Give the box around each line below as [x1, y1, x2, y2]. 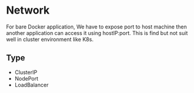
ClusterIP [14, 69, 37, 76]
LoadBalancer [14, 81, 49, 88]
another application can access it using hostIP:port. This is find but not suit [6, 29, 188, 36]
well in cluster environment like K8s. [6, 36, 94, 43]
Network [6, 4, 50, 17]
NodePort [14, 75, 38, 82]
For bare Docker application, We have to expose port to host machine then [6, 23, 187, 30]
